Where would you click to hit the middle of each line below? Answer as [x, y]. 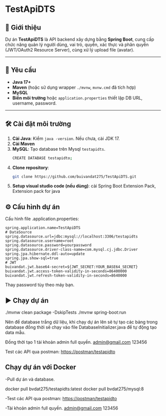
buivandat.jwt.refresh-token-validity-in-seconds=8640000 [66, 276]
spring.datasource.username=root [40, 241]
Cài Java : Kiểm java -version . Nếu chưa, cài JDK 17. [66, 138]
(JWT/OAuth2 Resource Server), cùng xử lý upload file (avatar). [70, 50]
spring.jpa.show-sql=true [32, 258]
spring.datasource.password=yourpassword [48, 245]
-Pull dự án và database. [30, 379]
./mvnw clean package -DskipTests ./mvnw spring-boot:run [66, 312]
